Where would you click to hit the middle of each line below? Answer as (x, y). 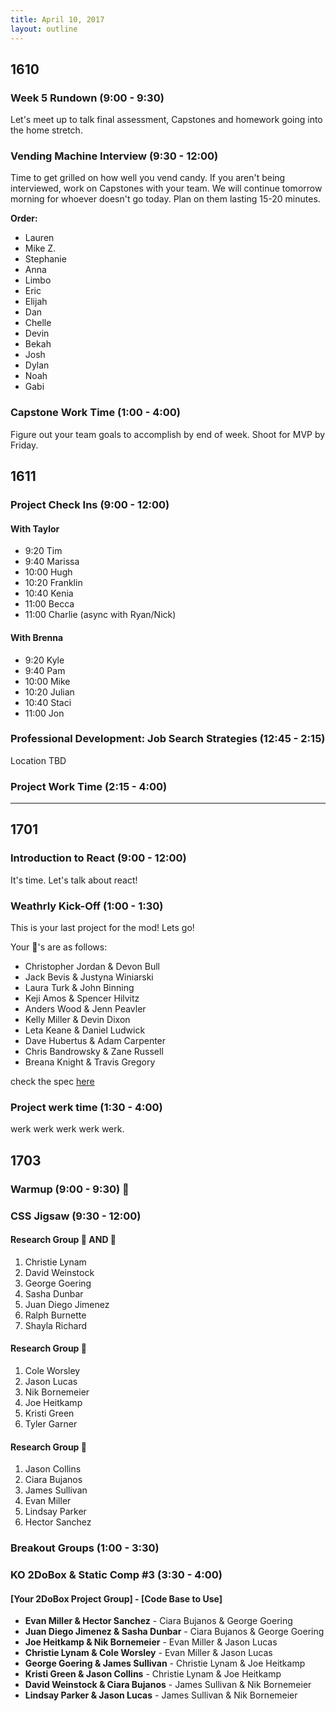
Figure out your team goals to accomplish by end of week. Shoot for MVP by (168, 434)
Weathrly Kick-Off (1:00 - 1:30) (87, 906)
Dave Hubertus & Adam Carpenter (95, 1041)
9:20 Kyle (44, 660)
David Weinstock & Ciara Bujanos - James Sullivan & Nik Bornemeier (168, 1685)
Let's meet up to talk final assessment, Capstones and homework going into (166, 120)
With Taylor (35, 528)
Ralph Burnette (55, 1315)
